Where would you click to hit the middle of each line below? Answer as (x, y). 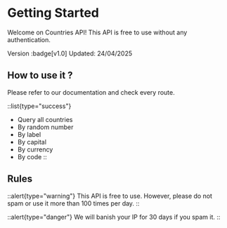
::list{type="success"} (39, 106)
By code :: (32, 156)
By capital (32, 142)
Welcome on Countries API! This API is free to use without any (97, 32)
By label (29, 134)
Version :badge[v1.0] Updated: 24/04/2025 (70, 53)
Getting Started (53, 13)
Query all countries (45, 119)
